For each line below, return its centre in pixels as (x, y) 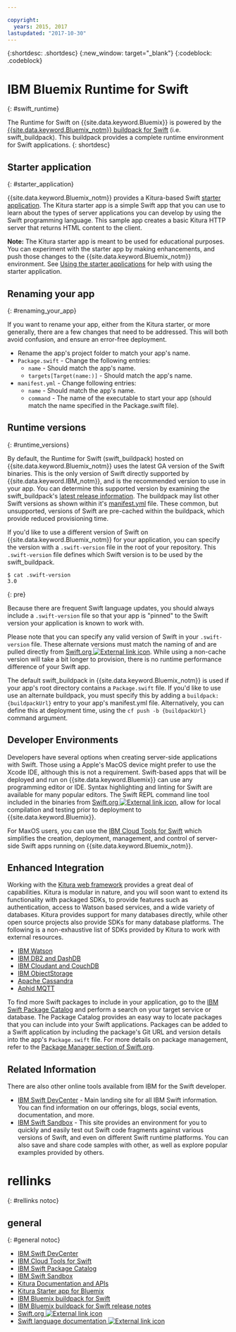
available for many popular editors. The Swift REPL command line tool (108, 794)
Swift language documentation (62, 1321)
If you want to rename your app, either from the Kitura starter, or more (109, 324)
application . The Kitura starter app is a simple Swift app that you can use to (116, 205)
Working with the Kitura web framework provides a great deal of (100, 885)
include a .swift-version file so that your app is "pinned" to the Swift (108, 616)
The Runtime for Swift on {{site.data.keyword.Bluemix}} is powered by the (114, 122)
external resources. (36, 937)
